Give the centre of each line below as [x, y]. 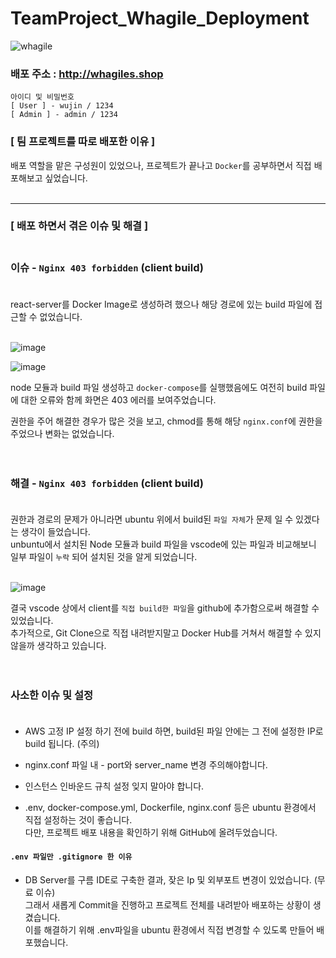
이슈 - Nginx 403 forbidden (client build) [107, 268]
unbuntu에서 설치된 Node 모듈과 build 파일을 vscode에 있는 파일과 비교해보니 [163, 544]
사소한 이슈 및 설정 [52, 695]
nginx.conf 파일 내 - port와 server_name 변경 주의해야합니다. [146, 765]
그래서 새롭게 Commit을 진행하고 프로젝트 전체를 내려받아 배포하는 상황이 [167, 904]
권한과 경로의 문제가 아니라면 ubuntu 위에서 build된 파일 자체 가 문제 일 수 [152, 519]
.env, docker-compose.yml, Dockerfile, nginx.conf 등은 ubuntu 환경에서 [170, 808]
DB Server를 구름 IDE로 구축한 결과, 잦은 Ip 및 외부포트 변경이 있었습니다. [168, 879]
